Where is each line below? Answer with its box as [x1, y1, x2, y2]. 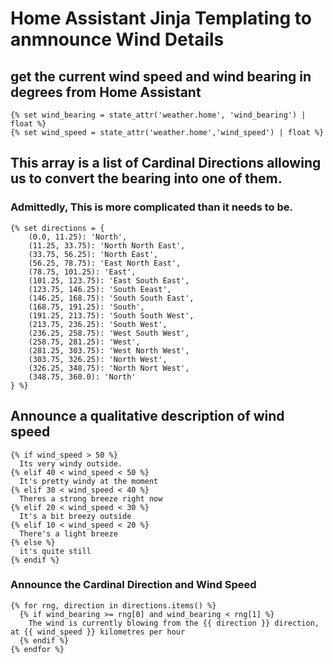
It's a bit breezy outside [19, 511, 132, 521]
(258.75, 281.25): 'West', [28, 337, 141, 347]
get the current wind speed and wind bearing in [10, 68, 312, 85]
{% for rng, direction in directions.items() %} [10, 600, 217, 611]
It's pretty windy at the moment [19, 476, 159, 486]
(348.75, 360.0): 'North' [28, 372, 137, 382]
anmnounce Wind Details [10, 28, 225, 51]
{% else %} [10, 537, 56, 547]
